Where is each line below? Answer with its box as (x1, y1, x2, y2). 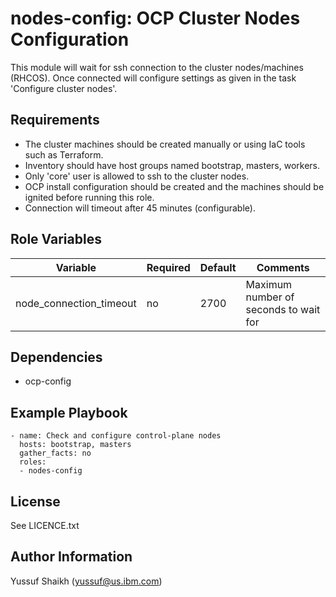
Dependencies (10, 348, 103, 366)
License (10, 493, 61, 510)
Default (199, 260, 237, 274)
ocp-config (24, 375, 72, 387)
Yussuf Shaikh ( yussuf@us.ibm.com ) (10, 575, 163, 587)
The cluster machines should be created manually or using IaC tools (24, 138, 306, 150)
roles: (19, 457, 47, 467)
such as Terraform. (24, 148, 104, 161)
